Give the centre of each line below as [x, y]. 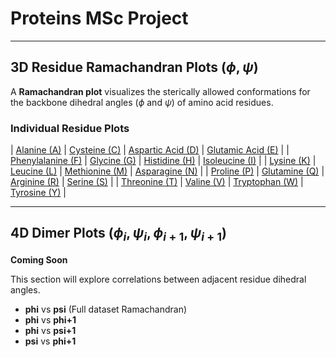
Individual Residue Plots [70, 128]
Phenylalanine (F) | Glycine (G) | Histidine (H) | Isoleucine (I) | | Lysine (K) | [163, 161]
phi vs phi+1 [50, 320]
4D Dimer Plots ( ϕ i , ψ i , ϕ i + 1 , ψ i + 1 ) [119, 234]
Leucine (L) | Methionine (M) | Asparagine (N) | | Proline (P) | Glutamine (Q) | [167, 171]
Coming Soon [39, 260]
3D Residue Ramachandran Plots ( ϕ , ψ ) [134, 67]
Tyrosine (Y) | [38, 193]
